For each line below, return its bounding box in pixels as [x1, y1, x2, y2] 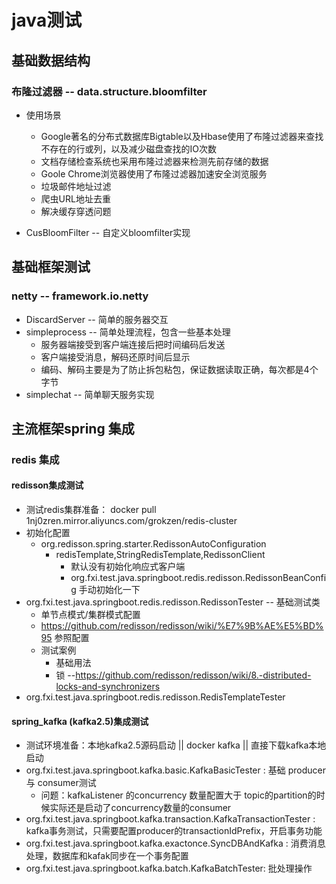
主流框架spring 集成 [11, 420, 135, 437]
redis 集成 [11, 452, 60, 466]
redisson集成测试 [11, 479, 84, 491]
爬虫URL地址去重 [40, 192, 111, 205]
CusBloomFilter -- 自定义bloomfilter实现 [25, 226, 191, 238]
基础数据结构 [11, 52, 91, 69]
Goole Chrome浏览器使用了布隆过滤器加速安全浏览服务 [40, 167, 268, 180]
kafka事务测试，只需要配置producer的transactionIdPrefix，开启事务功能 [25, 825, 323, 837]
